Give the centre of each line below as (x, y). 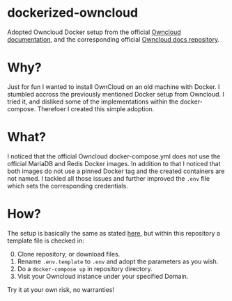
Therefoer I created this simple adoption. (96, 108)
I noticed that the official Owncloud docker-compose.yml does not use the (114, 156)
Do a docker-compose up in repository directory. (85, 268)
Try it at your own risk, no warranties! (61, 289)
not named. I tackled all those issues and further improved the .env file (109, 178)
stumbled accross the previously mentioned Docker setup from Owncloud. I (116, 94)
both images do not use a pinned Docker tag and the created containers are (116, 171)
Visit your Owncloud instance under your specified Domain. (103, 276)
